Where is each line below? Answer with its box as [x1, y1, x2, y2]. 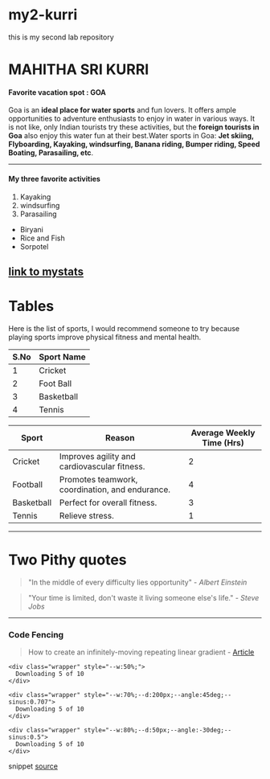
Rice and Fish [19, 233, 66, 243]
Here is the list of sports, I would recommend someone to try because [8, 323, 239, 333]
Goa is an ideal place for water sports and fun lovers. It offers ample [8, 105, 237, 115]
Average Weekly [190, 427, 256, 438]
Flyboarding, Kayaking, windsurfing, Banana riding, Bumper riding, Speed [8, 139, 260, 150]
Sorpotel [19, 241, 49, 251]
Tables [8, 297, 55, 315]
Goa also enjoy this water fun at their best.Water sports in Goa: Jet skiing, [8, 131, 255, 141]
